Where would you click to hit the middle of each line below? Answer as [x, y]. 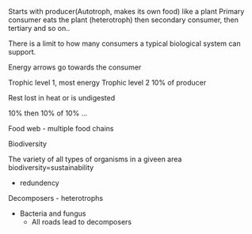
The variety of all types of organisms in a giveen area [95, 159]
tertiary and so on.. [39, 28]
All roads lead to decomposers [82, 222]
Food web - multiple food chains [61, 128]
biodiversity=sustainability [51, 168]
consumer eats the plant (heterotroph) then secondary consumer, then [124, 20]
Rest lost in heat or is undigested [62, 98]
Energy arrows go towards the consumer [75, 67]
